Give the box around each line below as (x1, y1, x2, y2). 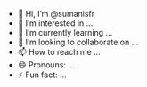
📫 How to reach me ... (17, 47, 101, 57)
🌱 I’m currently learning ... (17, 28, 113, 37)
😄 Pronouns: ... (17, 59, 76, 70)
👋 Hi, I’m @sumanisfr (17, 9, 95, 19)
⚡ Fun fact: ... (17, 69, 67, 80)
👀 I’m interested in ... (17, 18, 94, 28)
